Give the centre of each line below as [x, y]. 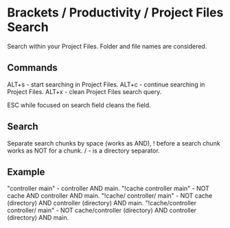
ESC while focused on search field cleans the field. [79, 105]
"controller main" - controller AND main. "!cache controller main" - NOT [108, 189]
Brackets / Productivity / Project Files [115, 13]
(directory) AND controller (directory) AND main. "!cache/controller [102, 203]
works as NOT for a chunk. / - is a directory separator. [83, 150]
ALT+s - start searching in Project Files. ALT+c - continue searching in [106, 84]
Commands [33, 68]
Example [26, 172]
